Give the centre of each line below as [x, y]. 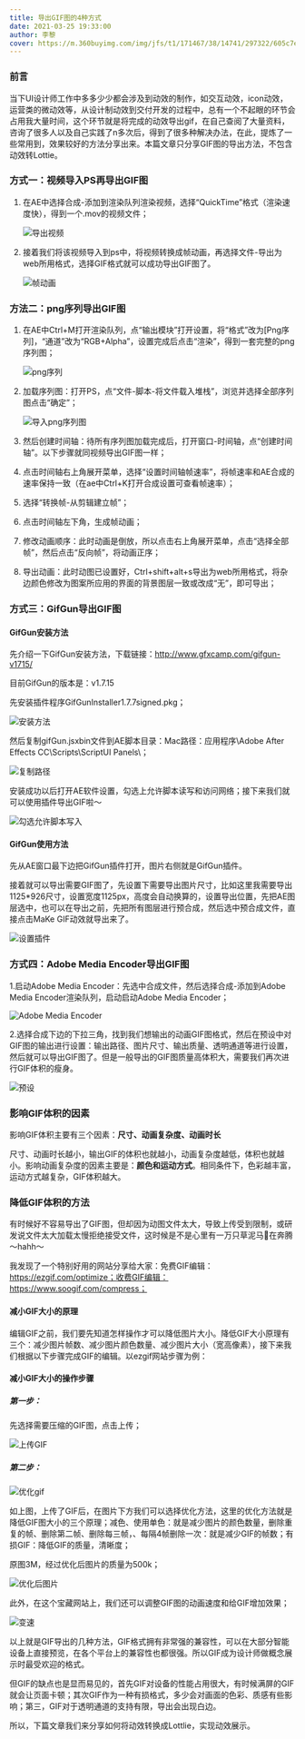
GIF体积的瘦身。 [48, 1068]
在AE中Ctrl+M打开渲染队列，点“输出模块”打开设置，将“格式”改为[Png [152, 330]
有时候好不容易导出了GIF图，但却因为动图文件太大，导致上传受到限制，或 [147, 1224]
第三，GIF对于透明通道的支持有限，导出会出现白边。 [123, 1706]
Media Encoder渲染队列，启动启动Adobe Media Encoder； [119, 997]
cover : [22, 43]
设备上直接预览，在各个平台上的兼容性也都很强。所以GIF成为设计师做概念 [147, 1653]
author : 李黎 [33, 35]
